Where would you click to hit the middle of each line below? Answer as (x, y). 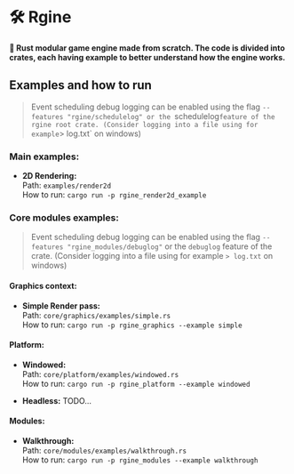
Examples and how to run (81, 85)
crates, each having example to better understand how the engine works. (147, 57)
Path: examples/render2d (67, 185)
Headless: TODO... (56, 400)
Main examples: (44, 157)
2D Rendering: (49, 176)
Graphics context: (43, 285)
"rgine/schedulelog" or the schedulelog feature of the (171, 116)
